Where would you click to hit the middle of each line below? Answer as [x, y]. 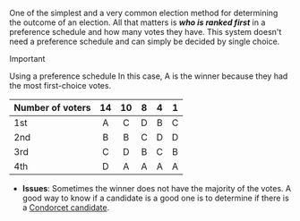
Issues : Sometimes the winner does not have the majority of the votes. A [157, 188]
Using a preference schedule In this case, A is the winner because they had [149, 76]
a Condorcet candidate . [66, 208]
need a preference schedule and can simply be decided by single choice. [145, 41]
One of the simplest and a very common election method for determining [144, 13]
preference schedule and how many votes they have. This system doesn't [146, 32]
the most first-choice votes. [60, 85]
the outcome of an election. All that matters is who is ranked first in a [137, 22]
